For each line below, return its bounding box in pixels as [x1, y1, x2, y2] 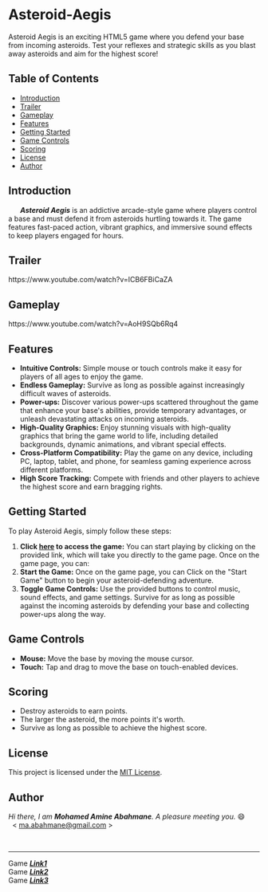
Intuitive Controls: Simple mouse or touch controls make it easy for [19, 363, 242, 372]
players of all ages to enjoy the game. [19, 372, 144, 381]
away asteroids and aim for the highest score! [8, 49, 159, 58]
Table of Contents [8, 72, 100, 85]
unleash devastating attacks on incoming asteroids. [19, 415, 190, 423]
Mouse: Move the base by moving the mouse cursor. [19, 654, 195, 663]
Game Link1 [8, 859, 48, 868]
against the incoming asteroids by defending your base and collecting [19, 600, 250, 611]
